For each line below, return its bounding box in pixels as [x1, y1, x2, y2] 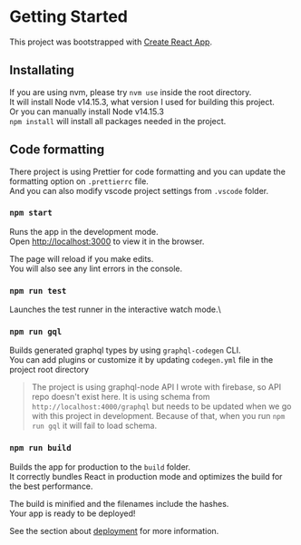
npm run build [9, 443, 72, 453]
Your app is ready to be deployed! [9, 508, 136, 519]
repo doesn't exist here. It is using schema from [31, 392, 210, 403]
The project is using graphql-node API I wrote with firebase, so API [31, 382, 282, 393]
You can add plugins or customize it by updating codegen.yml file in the [9, 355, 274, 365]
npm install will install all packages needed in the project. [9, 115, 227, 126]
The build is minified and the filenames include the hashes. [9, 498, 229, 509]
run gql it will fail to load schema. [31, 420, 157, 432]
